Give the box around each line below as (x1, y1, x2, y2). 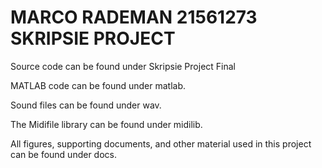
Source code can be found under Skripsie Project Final (10, 60, 236, 72)
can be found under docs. (10, 148, 117, 160)
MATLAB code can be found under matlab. (10, 79, 187, 91)
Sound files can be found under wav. (10, 99, 162, 111)
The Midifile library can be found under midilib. (10, 118, 203, 130)
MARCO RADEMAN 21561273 (10, 6, 258, 29)
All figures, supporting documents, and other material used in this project (10, 137, 312, 150)
